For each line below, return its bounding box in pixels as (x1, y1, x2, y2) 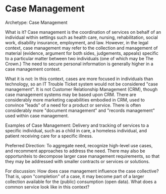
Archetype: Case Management (5, 19, 68, 25)
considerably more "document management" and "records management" (5, 107, 155, 113)
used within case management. (5, 112, 69, 118)
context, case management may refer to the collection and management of (5, 45, 158, 51)
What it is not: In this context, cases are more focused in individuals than (5, 76, 154, 82)
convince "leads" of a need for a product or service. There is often (5, 102, 141, 108)
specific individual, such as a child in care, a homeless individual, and (5, 127, 147, 133)
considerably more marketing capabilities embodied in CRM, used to (5, 97, 145, 102)
